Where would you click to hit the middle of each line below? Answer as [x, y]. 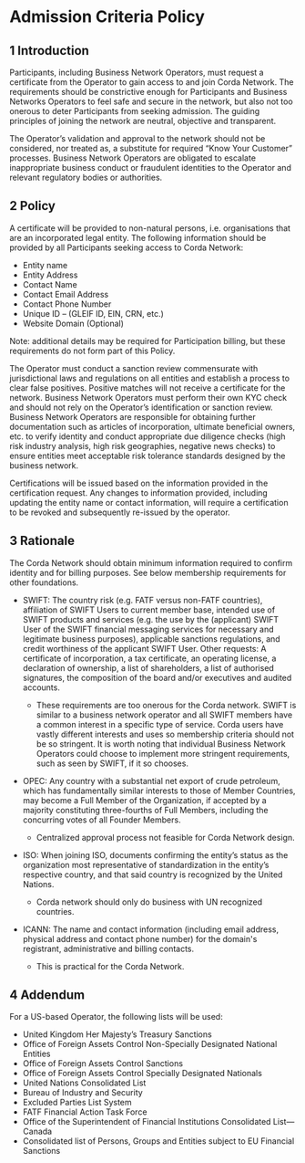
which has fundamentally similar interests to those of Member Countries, [159, 791]
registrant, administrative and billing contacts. [108, 948]
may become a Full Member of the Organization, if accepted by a [144, 800]
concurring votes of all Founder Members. [102, 820]
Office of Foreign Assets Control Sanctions [103, 1063]
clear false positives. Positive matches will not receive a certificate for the [147, 388]
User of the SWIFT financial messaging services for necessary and [148, 629]
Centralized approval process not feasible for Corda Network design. [165, 837]
